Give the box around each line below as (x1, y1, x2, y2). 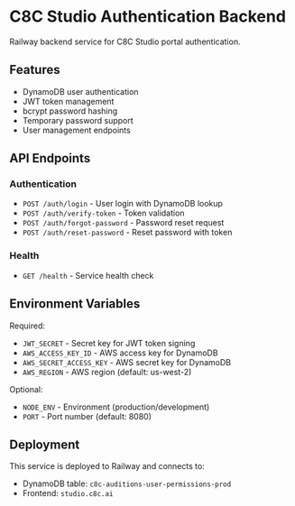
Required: (9, 320, 46, 331)
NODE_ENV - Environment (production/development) (22, 401, 210, 412)
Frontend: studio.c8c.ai (22, 488, 114, 499)
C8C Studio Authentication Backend (9, 6, 287, 27)
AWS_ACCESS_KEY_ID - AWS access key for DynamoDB (22, 347, 218, 358)
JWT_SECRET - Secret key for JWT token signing (22, 337, 196, 348)
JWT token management (22, 96, 115, 106)
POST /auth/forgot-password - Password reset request (22, 217, 225, 228)
